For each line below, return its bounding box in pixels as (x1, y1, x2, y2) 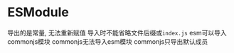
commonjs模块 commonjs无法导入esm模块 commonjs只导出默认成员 (7, 37, 208, 46)
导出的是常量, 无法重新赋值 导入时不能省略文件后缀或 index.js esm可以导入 (7, 28, 227, 37)
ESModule (7, 4, 69, 20)
